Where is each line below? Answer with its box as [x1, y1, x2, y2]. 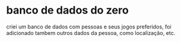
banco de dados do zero [6, 4, 129, 17]
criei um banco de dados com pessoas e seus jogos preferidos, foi [6, 23, 171, 30]
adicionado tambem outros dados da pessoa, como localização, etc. [6, 29, 176, 36]
